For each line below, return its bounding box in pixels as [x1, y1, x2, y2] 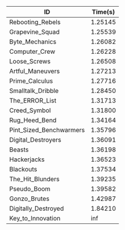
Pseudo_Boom [9, 185, 51, 193]
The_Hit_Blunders [9, 175, 60, 183]
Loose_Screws [9, 57, 51, 65]
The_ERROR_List [9, 97, 57, 104]
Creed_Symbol [9, 106, 51, 114]
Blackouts [9, 165, 37, 173]
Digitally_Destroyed [9, 205, 65, 212]
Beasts [9, 145, 29, 153]
